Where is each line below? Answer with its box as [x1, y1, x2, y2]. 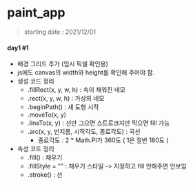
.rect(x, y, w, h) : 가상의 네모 [27, 95, 105, 103]
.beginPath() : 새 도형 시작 [27, 103, 99, 111]
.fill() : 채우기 [27, 153, 63, 162]
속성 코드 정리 [17, 145, 54, 153]
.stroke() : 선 [27, 171, 63, 179]
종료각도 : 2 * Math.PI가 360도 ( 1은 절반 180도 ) [37, 136, 169, 144]
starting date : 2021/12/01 [23, 28, 96, 36]
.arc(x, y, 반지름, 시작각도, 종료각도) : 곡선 [27, 128, 141, 136]
